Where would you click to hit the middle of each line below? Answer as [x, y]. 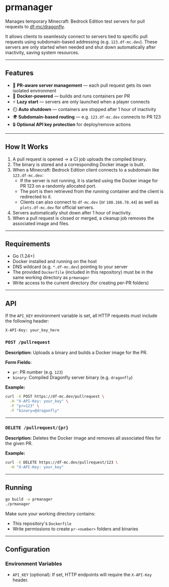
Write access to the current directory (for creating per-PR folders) [81, 283]
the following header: [27, 321]
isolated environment [34, 90]
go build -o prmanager [29, 499]
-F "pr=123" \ [24, 406]
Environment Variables [34, 563]
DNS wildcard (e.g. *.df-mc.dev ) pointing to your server [70, 267]
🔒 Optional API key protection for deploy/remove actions [72, 124]
